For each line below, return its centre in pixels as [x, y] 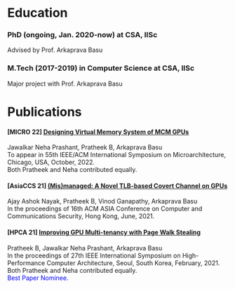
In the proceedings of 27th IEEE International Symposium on [94, 255]
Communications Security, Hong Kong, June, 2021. [81, 216]
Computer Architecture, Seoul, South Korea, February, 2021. [133, 263]
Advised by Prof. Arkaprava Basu [55, 50]
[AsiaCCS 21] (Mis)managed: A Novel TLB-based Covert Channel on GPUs [117, 186]
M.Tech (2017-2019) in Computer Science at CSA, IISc [101, 68]
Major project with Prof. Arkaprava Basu [65, 83]
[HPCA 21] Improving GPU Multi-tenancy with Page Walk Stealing [104, 232]
